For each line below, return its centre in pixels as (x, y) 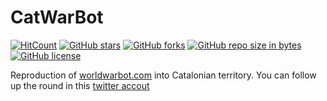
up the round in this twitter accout (80, 85)
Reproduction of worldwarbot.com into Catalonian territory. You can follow (163, 75)
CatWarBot (57, 17)
